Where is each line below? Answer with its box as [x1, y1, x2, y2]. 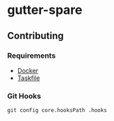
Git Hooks [7, 91, 42, 101]
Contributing [7, 30, 64, 42]
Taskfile [17, 74, 40, 82]
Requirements [7, 51, 56, 60]
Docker [17, 66, 39, 74]
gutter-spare [7, 2, 83, 18]
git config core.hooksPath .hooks [7, 107, 108, 114]
